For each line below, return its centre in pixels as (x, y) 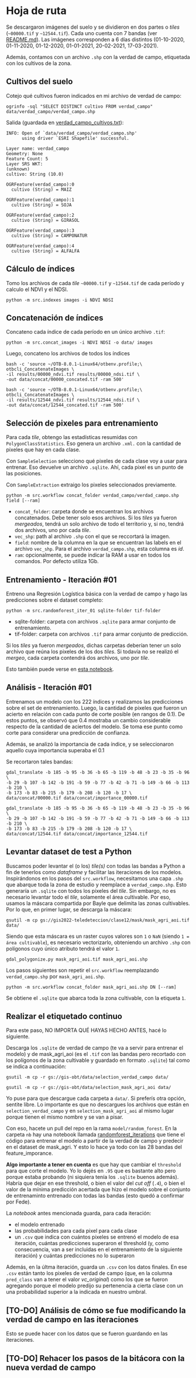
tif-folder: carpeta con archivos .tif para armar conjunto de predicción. (101, 634)
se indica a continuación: (36, 1067)
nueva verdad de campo (51, 1367)
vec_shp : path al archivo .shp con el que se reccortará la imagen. (92, 536)
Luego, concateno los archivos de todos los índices (68, 354)
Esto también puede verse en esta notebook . (60, 669)
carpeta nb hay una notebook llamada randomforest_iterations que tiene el (96, 1134)
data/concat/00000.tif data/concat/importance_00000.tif (77, 798)
